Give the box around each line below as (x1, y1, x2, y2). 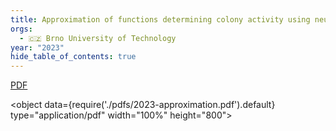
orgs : (10, 24, 33, 34)
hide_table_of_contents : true (10, 52, 137, 62)
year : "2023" (10, 42, 65, 53)
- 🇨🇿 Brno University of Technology (19, 33, 177, 43)
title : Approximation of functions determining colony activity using (10, 14, 311, 25)
